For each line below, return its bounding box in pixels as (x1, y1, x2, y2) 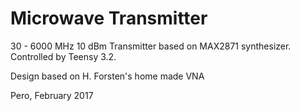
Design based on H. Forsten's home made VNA (10, 70, 205, 82)
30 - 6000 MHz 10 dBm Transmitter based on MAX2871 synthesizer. (10, 40, 292, 52)
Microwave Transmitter (10, 7, 208, 30)
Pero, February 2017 (10, 89, 94, 101)
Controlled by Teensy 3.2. (10, 50, 117, 62)
